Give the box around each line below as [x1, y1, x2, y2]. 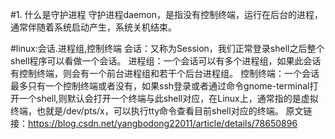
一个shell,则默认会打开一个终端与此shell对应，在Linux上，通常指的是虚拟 [18, 93, 319, 104]
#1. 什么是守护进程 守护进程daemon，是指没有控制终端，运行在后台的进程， [10, 9, 323, 20]
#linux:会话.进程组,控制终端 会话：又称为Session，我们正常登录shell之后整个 [10, 43, 325, 54]
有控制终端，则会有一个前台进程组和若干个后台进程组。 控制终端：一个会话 [10, 68, 320, 79]
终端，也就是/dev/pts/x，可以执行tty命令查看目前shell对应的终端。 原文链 [10, 105, 313, 117]
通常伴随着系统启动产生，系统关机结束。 [10, 21, 177, 33]
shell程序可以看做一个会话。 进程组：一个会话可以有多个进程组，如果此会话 [10, 55, 322, 67]
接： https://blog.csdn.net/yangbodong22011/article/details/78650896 [10, 118, 298, 129]
